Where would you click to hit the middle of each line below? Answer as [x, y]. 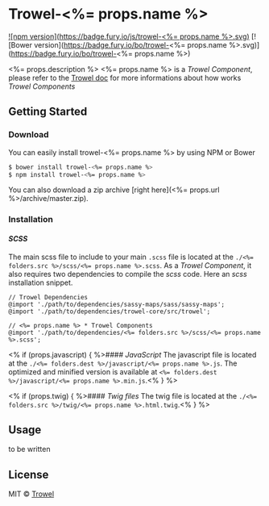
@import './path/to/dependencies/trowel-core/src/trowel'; [110, 312]
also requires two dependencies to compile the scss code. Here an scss [128, 274]
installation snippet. [41, 282]
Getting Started [48, 112]
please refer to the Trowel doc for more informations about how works [125, 77]
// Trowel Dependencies [48, 297]
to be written [29, 450]
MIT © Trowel [31, 494]
